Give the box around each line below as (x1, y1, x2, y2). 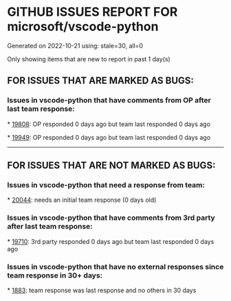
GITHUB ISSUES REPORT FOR (7, 4, 178, 20)
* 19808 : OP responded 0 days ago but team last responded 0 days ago (7, 120, 211, 128)
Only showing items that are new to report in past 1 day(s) (7, 54, 170, 63)
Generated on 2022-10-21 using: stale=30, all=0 (7, 41, 143, 50)
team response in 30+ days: (7, 270, 103, 280)
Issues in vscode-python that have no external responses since (7, 262, 224, 271)
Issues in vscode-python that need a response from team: (7, 180, 205, 189)
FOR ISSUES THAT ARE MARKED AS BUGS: (7, 75, 195, 87)
